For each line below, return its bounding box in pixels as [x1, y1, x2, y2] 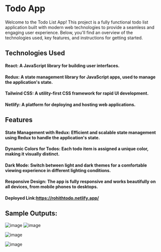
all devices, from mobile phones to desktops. [5, 184, 99, 190]
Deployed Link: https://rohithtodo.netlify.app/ [5, 195, 99, 201]
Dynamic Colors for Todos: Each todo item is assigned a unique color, [5, 146, 149, 152]
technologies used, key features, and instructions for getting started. [5, 35, 143, 41]
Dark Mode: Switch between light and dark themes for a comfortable [5, 162, 147, 168]
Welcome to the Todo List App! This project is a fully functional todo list [5, 19, 149, 25]
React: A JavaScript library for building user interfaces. [5, 62, 120, 69]
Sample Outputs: [5, 209, 58, 218]
